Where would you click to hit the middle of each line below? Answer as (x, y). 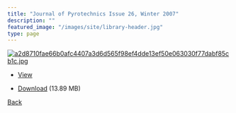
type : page (23, 34)
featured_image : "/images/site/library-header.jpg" (85, 27)
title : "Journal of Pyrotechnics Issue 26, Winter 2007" (93, 14)
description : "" (31, 20)
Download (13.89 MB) (49, 88)
